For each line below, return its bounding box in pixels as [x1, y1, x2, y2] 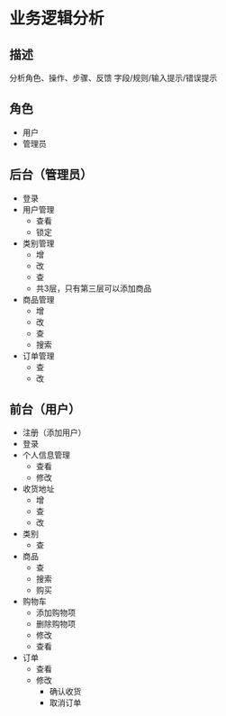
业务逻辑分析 [9, 8, 105, 29]
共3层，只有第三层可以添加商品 [35, 283, 152, 294]
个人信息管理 [22, 449, 70, 460]
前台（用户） [9, 402, 81, 417]
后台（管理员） [9, 168, 93, 183]
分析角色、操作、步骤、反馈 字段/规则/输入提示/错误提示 [9, 73, 218, 83]
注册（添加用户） [22, 427, 86, 438]
